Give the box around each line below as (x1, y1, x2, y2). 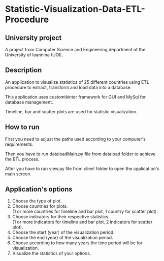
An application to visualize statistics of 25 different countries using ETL (5, 79, 149, 85)
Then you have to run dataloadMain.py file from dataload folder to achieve (5, 151, 156, 157)
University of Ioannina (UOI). (5, 52, 63, 58)
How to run (5, 123, 40, 131)
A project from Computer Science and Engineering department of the (5, 47, 146, 52)
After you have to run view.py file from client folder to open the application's (5, 165, 160, 171)
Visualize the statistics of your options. (12, 250, 91, 257)
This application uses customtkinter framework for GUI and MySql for (5, 94, 146, 99)
